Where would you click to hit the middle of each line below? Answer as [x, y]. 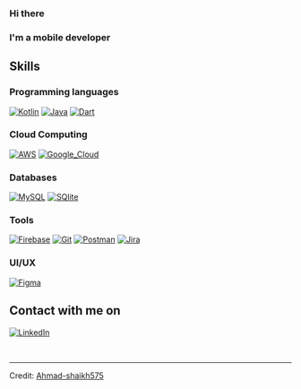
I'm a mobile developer [60, 37]
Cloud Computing [48, 134]
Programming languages [64, 92]
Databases [33, 177]
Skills [25, 67]
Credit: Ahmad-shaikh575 [57, 376]
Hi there [27, 13]
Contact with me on [65, 311]
